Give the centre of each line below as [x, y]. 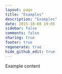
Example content [23, 66]
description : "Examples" [31, 19]
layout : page [19, 10]
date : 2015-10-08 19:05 [30, 24]
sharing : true [20, 38]
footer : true [19, 42]
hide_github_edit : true [30, 51]
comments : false [22, 33]
